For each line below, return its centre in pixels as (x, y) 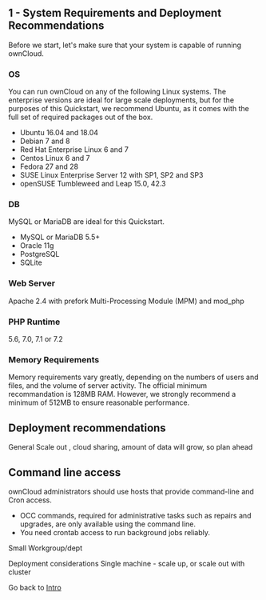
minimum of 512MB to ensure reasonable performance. (99, 402)
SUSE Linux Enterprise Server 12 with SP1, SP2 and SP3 (111, 175)
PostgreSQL (40, 254)
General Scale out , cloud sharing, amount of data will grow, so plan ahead (131, 447)
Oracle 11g (37, 246)
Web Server (32, 283)
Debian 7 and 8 (45, 141)
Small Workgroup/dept (45, 548)
